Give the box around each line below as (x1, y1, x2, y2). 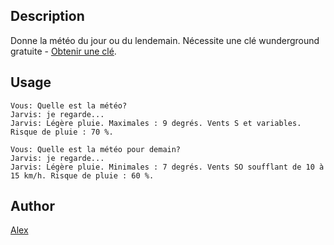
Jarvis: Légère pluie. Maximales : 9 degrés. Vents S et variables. (10, 118, 302, 128)
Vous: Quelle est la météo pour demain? (10, 144, 182, 154)
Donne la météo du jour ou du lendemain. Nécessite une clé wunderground (10, 34, 320, 46)
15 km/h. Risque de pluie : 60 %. (10, 170, 155, 181)
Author (10, 198, 55, 215)
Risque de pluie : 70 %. (10, 127, 114, 137)
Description (10, 8, 85, 25)
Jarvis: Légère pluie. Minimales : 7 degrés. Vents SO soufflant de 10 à (10, 162, 325, 172)
